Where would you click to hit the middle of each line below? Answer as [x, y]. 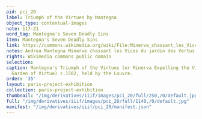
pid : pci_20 [21, 12]
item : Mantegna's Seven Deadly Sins [52, 40]
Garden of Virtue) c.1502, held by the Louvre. [72, 73]
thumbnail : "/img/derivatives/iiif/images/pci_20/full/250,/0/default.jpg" [103, 96]
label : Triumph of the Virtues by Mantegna [62, 17]
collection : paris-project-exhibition [55, 90]
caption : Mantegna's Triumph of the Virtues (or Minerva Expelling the [98, 68]
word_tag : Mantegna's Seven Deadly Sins [58, 34]
